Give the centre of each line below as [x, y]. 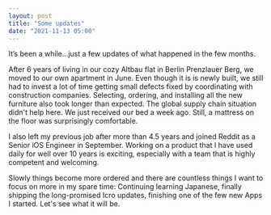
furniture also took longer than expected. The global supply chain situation [133, 104]
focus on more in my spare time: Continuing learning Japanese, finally [125, 187]
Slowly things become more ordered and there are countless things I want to [136, 178]
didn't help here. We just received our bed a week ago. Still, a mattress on [131, 112]
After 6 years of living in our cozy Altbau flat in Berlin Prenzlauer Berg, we [131, 70]
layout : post [30, 16]
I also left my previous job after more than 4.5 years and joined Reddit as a [132, 137]
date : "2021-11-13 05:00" [52, 31]
